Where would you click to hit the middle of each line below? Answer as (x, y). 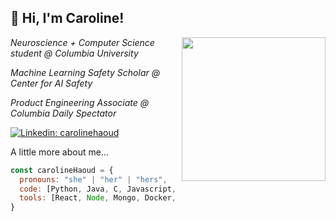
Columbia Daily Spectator (63, 113)
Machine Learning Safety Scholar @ (85, 72)
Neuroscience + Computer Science (82, 42)
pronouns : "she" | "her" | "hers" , (93, 179)
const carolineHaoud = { (62, 170)
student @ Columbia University (74, 53)
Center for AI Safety (51, 83)
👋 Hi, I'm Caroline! (67, 18)
